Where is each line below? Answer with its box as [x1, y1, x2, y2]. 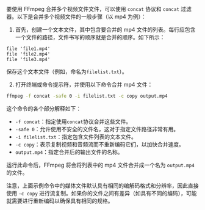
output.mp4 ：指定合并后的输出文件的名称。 [15, 148, 123, 156]
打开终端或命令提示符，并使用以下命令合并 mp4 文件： [15, 81, 153, 88]
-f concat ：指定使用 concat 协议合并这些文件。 [15, 118, 132, 125]
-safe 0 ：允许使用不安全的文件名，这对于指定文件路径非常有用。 [15, 125, 179, 132]
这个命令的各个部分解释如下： [6, 104, 81, 112]
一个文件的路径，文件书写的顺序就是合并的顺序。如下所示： [15, 34, 165, 41]
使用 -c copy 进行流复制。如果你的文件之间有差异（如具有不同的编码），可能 [6, 189, 197, 197]
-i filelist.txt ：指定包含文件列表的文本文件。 [15, 133, 137, 140]
